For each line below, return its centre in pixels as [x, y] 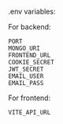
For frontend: [30, 98]
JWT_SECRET [26, 69]
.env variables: [32, 12]
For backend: [30, 27]
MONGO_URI [24, 48]
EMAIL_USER [26, 76]
